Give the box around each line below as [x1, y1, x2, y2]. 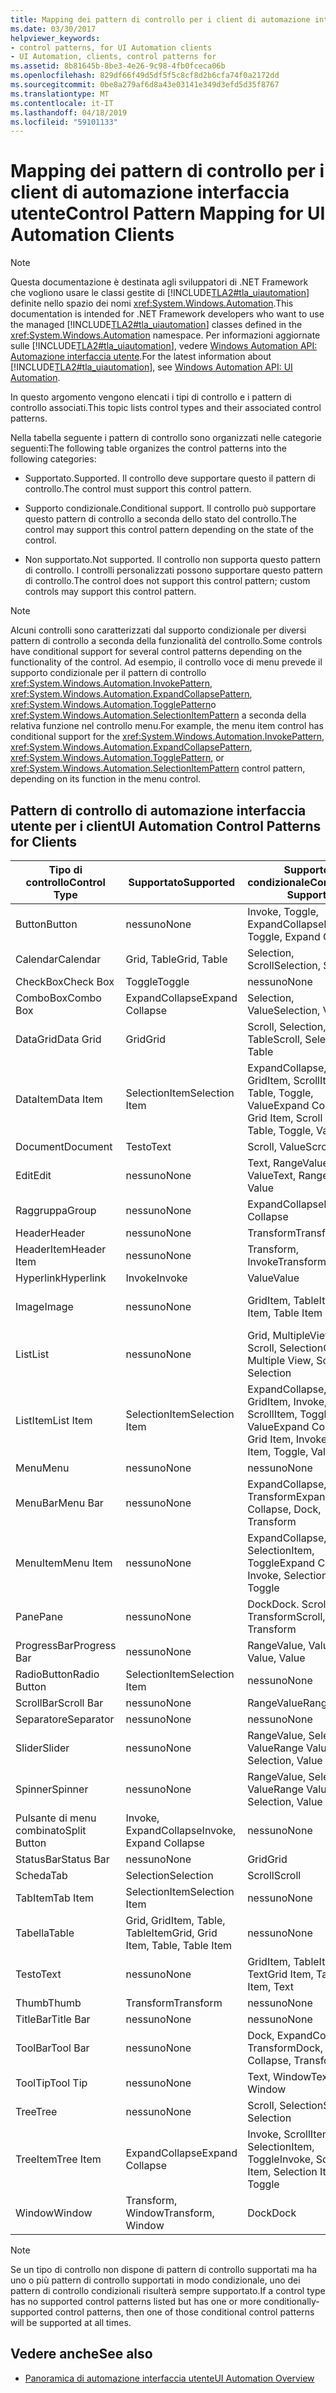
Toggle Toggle [125, 975, 190, 988]
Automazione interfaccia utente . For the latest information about [10, 351, 272, 363]
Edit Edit [15, 1169, 52, 1182]
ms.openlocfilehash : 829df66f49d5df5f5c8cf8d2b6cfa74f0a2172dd [10, 71, 280, 81]
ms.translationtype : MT [10, 89, 110, 99]
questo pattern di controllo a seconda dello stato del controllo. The [24, 513, 297, 525]
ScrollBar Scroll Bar [15, 1696, 104, 1710]
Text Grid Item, [247, 1967, 314, 1981]
